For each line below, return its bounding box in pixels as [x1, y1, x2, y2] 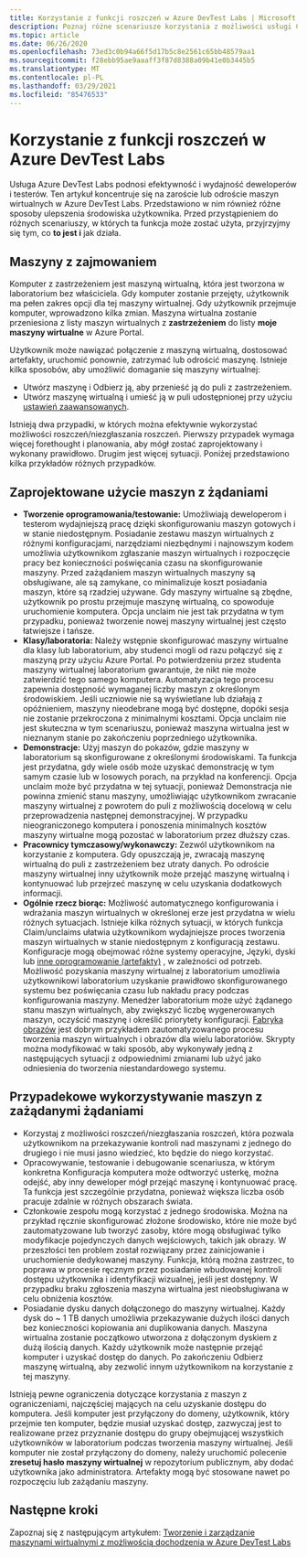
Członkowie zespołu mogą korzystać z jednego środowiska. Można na [22, 1205, 288, 1217]
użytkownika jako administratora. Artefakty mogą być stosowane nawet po [9, 1466, 291, 1477]
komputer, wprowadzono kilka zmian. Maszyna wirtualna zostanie [9, 307, 258, 318]
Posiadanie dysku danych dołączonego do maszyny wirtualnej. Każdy [22, 1303, 286, 1314]
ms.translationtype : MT [9, 65, 101, 74]
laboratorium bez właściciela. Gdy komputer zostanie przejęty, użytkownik [9, 288, 290, 299]
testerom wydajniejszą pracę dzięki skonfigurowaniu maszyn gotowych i [22, 519, 296, 530]
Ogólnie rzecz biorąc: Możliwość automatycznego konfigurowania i [22, 897, 279, 908]
